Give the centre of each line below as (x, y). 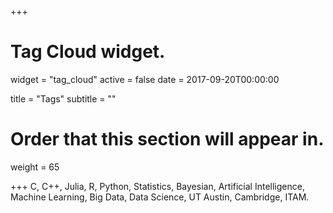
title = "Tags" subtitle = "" (63, 98)
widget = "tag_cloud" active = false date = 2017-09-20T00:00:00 (145, 79)
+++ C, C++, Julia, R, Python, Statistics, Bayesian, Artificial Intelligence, (157, 186)
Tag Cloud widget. (88, 52)
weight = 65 (35, 167)
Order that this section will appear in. (167, 139)
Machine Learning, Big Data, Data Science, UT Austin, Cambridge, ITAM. (160, 197)
